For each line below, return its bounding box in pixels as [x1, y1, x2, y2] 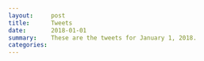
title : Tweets [8, 19, 73, 27]
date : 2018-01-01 [8, 26, 87, 34]
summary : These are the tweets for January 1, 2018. [8, 33, 197, 42]
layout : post [8, 11, 66, 20]
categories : [8, 41, 48, 49]
